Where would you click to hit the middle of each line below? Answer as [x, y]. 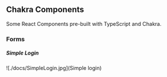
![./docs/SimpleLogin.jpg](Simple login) [54, 68]
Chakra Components [45, 10]
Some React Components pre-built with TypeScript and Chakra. [84, 24]
